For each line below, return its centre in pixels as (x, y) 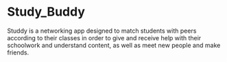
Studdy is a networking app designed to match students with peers (102, 31)
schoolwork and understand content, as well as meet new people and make (114, 45)
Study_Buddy (46, 12)
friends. (18, 52)
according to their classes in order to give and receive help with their (104, 37)
